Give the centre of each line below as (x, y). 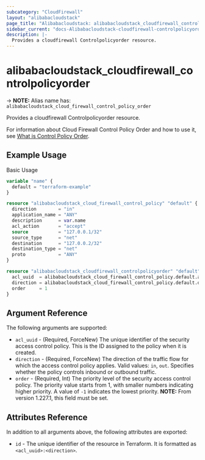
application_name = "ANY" (45, 215)
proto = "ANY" (45, 255)
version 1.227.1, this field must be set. (62, 398)
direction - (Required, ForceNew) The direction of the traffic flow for (102, 359)
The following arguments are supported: (57, 328)
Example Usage (37, 155)
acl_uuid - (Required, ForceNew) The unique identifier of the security (103, 340)
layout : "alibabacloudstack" (43, 18)
